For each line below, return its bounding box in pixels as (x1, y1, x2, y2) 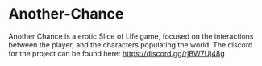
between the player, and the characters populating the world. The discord (8, 39, 253, 49)
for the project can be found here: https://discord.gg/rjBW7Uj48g (8, 48, 226, 58)
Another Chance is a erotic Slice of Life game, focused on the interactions (8, 31, 254, 41)
